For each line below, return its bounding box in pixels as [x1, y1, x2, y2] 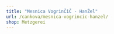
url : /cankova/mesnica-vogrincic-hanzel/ [6, 14, 109, 20]
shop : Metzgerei [6, 19, 46, 25]
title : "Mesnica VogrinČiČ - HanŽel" [6, 8, 98, 14]
